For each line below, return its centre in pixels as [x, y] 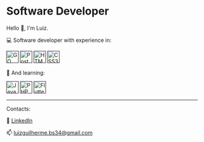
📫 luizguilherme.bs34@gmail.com [49, 132]
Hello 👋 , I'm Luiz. [27, 28]
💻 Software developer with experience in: [59, 40]
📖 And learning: [26, 73]
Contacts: [19, 109]
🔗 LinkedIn [19, 120]
